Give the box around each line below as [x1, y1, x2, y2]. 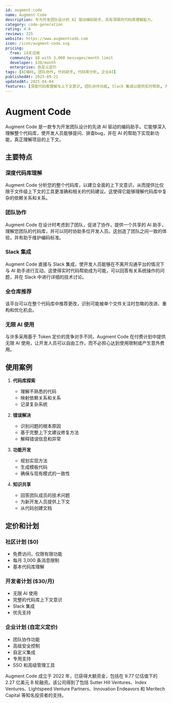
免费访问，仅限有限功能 [12, 551, 62, 557]
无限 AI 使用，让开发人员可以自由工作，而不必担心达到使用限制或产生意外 [5, 340, 160, 346]
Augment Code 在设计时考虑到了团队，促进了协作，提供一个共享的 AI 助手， [5, 222, 166, 228]
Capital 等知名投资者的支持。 [5, 692, 67, 698]
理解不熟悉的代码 [20, 388, 57, 395]
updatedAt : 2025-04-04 [5, 79, 54, 84]
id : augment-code [5, 7, 42, 13]
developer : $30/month [10, 60, 56, 65]
